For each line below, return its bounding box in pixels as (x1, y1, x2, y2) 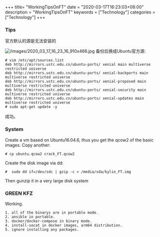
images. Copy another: (5, 142, 51, 148)
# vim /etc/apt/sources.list (5, 58, 64, 63)
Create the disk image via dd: (5, 160, 64, 166)
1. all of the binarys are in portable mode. (5, 210, 98, 215)
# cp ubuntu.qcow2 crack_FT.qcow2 (5, 151, 75, 156)
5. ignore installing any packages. (5, 227, 79, 232)
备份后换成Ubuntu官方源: (96, 48, 146, 54)
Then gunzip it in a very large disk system (5, 178, 89, 183)
